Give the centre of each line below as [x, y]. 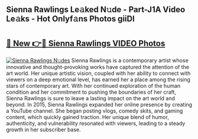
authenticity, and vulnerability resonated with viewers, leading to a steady [96, 123]
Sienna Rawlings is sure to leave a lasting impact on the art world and [91, 98]
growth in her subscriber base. [43, 130]
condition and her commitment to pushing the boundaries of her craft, [91, 92]
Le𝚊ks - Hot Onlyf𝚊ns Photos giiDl [70, 19]
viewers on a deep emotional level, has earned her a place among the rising [98, 80]
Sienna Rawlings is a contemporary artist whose [130, 60]
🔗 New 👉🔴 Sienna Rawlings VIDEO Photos [86, 43]
